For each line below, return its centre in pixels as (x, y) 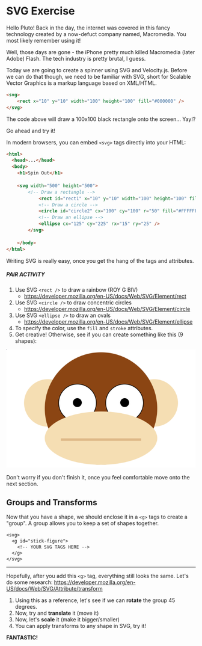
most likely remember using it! (44, 40)
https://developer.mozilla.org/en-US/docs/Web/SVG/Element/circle (107, 309)
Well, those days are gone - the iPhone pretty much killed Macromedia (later (101, 52)
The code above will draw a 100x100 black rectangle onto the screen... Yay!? (101, 119)
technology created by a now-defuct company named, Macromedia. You (96, 34)
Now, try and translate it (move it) (57, 613)
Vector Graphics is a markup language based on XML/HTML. (82, 83)
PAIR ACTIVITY (26, 274)
